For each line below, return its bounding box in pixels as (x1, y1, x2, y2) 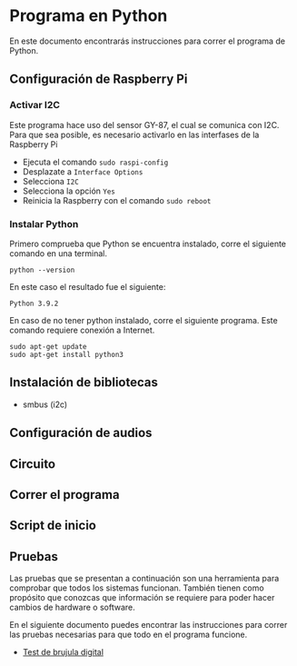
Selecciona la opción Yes (22, 185, 115, 196)
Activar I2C (9, 99, 61, 112)
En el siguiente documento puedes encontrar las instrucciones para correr (9, 620, 288, 631)
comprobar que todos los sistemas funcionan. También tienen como (9, 582, 265, 593)
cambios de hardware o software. (9, 601, 135, 613)
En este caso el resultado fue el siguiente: (9, 281, 166, 292)
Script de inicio (9, 518, 97, 533)
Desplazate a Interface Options (22, 165, 144, 177)
